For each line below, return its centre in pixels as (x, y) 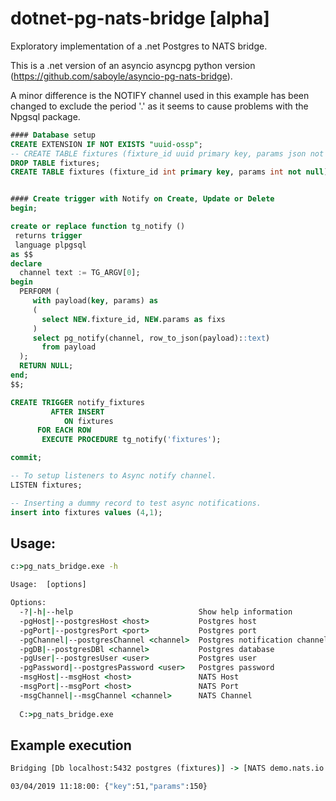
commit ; (26, 458)
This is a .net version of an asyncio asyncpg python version (133, 65)
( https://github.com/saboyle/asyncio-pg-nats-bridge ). (121, 76)
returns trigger (48, 235)
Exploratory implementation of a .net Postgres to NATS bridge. (139, 46)
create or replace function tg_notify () (98, 227)
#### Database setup (53, 135)
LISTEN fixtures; (46, 485)
